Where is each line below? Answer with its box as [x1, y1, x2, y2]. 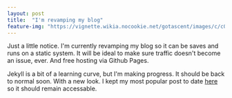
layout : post [7, 10, 45, 17]
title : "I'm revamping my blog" [7, 17, 104, 23]
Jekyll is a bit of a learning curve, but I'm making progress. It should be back [7, 70, 225, 78]
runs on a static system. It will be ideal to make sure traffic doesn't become [7, 49, 221, 57]
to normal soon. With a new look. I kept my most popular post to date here [7, 77, 218, 86]
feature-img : [7, 23, 45, 30]
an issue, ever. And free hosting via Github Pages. [7, 57, 149, 65]
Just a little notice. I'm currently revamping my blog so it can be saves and [7, 42, 219, 50]
